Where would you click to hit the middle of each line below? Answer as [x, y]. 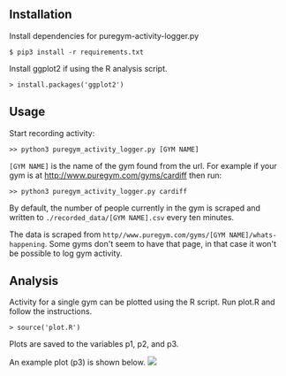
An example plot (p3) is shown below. [77, 363]
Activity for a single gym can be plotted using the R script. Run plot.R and [142, 302]
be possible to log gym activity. [66, 253]
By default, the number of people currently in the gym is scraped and [135, 208]
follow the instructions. [51, 311]
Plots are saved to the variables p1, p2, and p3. [94, 344]
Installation [41, 15]
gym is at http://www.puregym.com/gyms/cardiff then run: [116, 175]
